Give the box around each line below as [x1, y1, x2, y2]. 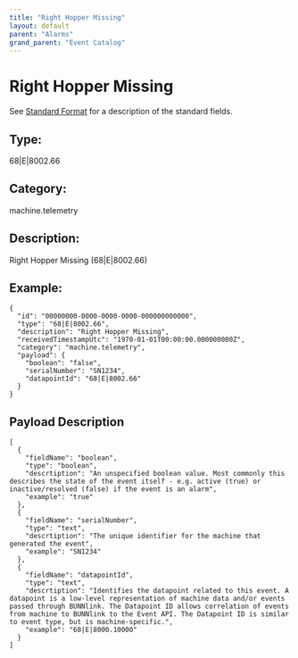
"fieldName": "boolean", [25, 454, 118, 462]
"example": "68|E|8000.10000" [25, 626, 138, 635]
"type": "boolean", [25, 462, 98, 471]
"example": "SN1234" [25, 547, 102, 556]
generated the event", [9, 539, 94, 549]
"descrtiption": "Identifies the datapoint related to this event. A [25, 587, 290, 596]
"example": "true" [25, 493, 94, 502]
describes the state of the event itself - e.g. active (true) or [9, 477, 261, 487]
